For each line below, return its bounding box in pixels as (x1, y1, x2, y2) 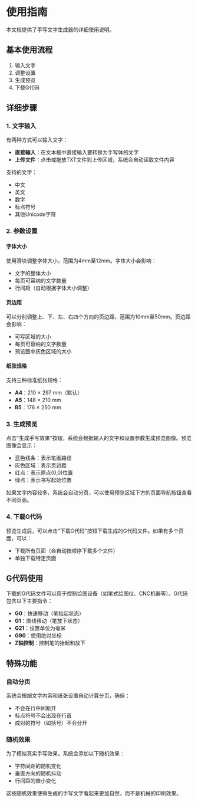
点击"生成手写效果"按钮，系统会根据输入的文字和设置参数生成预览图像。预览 (6, 435, 192, 442)
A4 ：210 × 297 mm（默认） (14, 389, 83, 396)
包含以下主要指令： (6, 597, 53, 604)
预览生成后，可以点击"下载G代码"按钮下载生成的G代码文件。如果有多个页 (6, 527, 184, 534)
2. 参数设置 (6, 227, 38, 235)
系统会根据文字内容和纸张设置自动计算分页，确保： (6, 692, 130, 699)
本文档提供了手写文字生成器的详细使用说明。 (6, 26, 115, 33)
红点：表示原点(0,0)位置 (14, 469, 73, 476)
